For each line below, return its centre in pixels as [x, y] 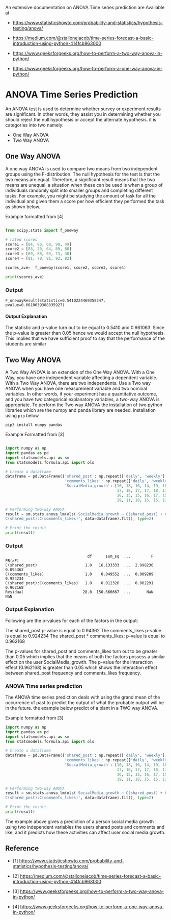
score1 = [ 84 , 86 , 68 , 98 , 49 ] [38, 244]
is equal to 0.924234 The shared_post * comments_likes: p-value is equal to [85, 636]
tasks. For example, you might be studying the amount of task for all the [81, 195]
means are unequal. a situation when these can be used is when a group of [84, 185]
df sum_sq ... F [120, 556]
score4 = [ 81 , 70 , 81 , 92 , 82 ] [38, 259]
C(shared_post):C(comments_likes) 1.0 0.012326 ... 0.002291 [79, 583]
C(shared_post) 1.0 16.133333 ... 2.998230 [79, 565]
